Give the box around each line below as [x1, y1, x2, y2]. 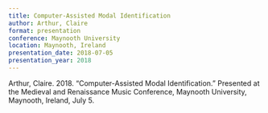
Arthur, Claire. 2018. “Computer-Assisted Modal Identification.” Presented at [8, 78, 260, 88]
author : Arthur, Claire [8, 19, 89, 27]
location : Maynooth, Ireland [8, 42, 106, 50]
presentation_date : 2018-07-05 [8, 49, 113, 57]
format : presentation [8, 26, 81, 34]
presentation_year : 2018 [8, 57, 92, 65]
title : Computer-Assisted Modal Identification [8, 11, 171, 20]
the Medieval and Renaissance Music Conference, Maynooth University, [8, 87, 247, 96]
